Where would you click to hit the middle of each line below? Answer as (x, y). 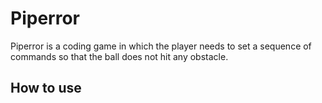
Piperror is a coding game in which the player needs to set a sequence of (161, 46)
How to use (46, 88)
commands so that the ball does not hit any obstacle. (119, 56)
